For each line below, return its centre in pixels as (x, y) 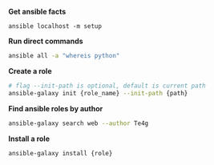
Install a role (29, 139)
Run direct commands (46, 41)
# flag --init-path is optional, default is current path (107, 86)
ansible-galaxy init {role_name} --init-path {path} (98, 93)
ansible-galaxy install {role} (61, 153)
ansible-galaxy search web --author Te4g (79, 123)
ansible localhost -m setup (55, 26)
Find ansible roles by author (56, 108)
